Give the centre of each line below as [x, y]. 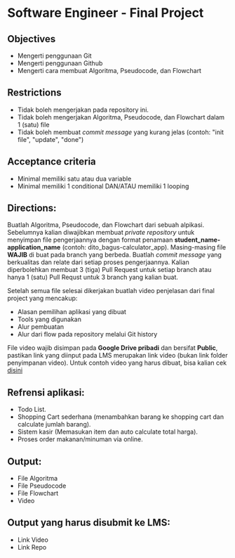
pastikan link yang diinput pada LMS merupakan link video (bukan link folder [117, 356]
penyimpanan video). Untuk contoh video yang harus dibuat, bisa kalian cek [117, 363]
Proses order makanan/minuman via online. [80, 439]
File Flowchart [38, 493]
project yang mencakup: [42, 298]
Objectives [32, 39]
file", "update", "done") [51, 139]
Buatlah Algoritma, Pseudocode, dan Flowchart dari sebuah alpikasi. [106, 225]
